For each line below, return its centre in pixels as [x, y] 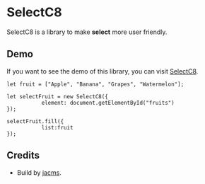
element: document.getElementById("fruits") [108, 103]
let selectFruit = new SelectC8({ [58, 96]
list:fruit [57, 127]
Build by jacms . [39, 172]
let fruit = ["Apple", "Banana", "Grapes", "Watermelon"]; [95, 84]
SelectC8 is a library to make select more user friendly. [87, 32]
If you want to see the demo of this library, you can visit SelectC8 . [102, 71]
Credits [23, 155]
